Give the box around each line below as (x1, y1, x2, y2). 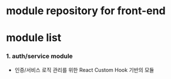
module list (6, 31, 62, 45)
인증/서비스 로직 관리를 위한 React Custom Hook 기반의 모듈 (14, 66, 155, 73)
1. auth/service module (6, 52, 73, 60)
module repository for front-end (6, 4, 166, 18)
